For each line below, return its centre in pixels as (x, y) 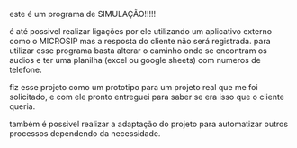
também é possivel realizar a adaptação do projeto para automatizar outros (149, 124)
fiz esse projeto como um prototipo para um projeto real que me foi (134, 87)
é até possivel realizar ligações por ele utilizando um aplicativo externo (141, 31)
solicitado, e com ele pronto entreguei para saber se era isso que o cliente (147, 97)
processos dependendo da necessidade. (85, 134)
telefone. (26, 69)
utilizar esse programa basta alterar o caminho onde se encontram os (138, 51)
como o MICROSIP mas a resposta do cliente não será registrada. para (140, 41)
